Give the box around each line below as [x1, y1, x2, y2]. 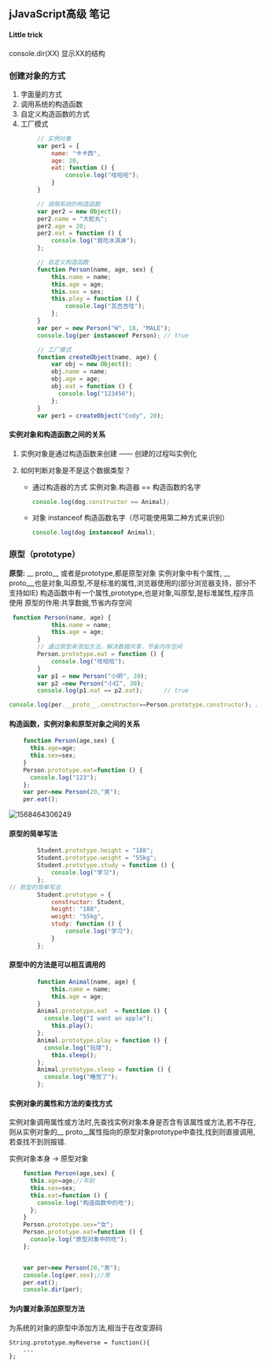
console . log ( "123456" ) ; [58, 389, 136, 398]
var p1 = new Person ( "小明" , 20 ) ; [37, 672, 148, 680]
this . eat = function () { [29, 1192, 109, 1199]
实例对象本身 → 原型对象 [9, 1154, 89, 1163]
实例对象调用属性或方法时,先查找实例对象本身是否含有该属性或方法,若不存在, [9, 1118, 256, 1127]
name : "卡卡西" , [50, 149, 101, 158]
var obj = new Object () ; [50, 361, 133, 369]
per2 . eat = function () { [37, 229, 123, 238]
